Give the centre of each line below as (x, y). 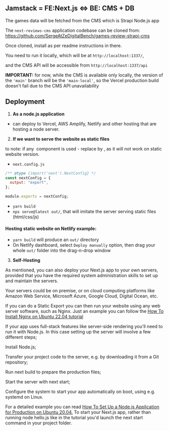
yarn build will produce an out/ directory (56, 240)
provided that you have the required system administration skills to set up (82, 276)
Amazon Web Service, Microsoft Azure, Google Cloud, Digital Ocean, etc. (82, 296)
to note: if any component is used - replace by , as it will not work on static (83, 148)
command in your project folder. (39, 423)
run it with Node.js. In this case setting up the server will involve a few (78, 332)
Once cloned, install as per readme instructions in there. (64, 46)
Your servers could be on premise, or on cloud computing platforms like (80, 291)
